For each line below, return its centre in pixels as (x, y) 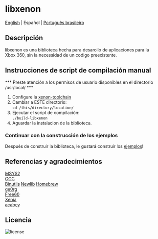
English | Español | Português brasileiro (45, 23)
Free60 (12, 194)
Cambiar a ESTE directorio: (39, 102)
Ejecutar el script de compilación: (46, 112)
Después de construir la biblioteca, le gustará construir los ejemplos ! (74, 146)
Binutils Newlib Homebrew (32, 184)
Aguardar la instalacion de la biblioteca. (52, 123)
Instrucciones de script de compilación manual (78, 70)
